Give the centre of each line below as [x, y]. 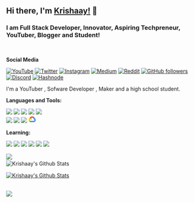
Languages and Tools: [34, 100]
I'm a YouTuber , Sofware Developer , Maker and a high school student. [93, 89]
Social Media [23, 59]
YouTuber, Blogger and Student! [53, 35]
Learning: [18, 132]
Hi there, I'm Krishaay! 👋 [52, 11]
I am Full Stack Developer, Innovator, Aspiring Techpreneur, [93, 28]
